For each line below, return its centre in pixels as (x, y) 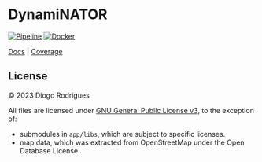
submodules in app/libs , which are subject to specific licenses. (122, 134)
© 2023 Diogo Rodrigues (49, 95)
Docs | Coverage (35, 51)
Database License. (50, 150)
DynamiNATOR (58, 15)
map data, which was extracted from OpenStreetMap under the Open (132, 142)
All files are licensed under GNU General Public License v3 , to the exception (131, 110)
